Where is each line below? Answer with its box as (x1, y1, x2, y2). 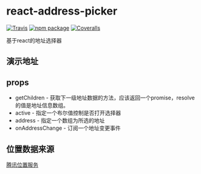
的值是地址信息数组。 (15, 102, 69, 109)
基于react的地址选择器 (6, 36, 62, 44)
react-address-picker (6, 4, 118, 18)
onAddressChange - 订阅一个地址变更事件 (15, 124, 121, 132)
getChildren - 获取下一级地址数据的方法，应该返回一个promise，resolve (15, 94, 196, 101)
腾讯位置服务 (6, 161, 38, 168)
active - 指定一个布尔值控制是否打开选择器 (15, 109, 121, 116)
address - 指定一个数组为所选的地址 (15, 117, 105, 124)
